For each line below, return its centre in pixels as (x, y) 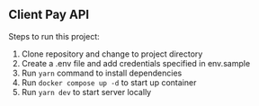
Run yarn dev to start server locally (86, 92)
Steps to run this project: (54, 36)
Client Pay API (49, 15)
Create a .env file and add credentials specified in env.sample (136, 63)
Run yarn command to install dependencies (102, 73)
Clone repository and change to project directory (112, 54)
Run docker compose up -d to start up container (109, 82)
